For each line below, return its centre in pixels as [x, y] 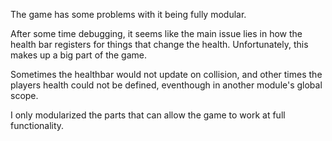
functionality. [37, 125]
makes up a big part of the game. [79, 55]
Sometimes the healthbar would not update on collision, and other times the [166, 74]
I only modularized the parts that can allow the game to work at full [148, 115]
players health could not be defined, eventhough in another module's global [166, 85]
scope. [24, 95]
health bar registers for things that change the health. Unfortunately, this [159, 44]
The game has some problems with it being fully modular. [128, 14]
